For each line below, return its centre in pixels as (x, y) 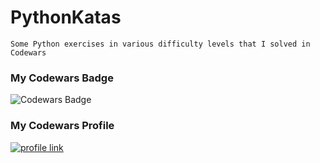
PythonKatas (66, 17)
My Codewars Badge (62, 78)
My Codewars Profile (62, 126)
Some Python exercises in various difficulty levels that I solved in (160, 44)
